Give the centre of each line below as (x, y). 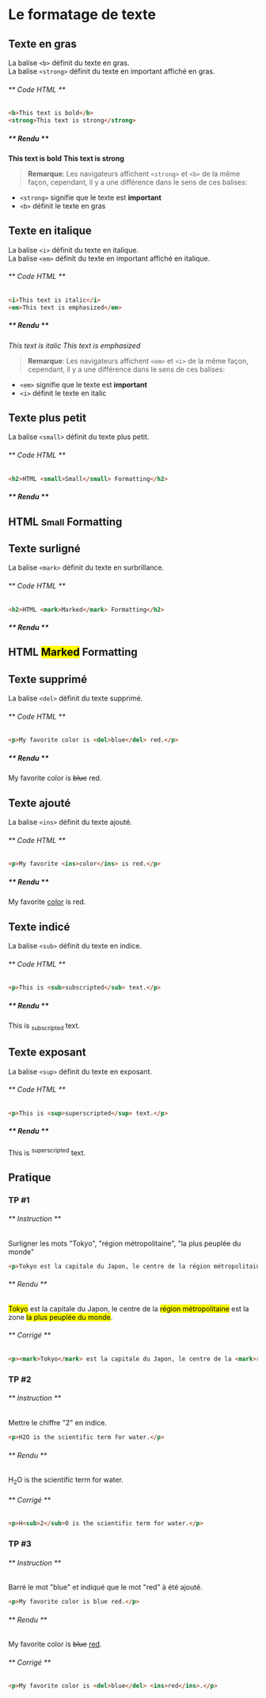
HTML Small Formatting (65, 522)
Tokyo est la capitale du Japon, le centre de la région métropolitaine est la (129, 1308)
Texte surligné (44, 548)
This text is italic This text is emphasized (74, 345)
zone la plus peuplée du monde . (61, 1317)
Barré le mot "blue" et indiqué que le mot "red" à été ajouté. (106, 1587)
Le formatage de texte (82, 15)
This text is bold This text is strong (66, 158)
